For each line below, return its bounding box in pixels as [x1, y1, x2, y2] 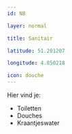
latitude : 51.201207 [7, 47, 66, 54]
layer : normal [7, 22, 48, 30]
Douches [16, 111, 43, 120]
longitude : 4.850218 [7, 60, 66, 67]
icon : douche [7, 72, 44, 79]
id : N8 [7, 10, 26, 17]
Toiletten [16, 104, 42, 112]
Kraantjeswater [16, 119, 60, 127]
